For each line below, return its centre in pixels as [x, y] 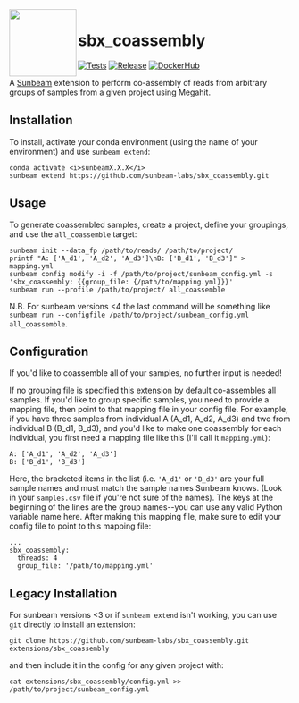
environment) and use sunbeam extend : [80, 151]
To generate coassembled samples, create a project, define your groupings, [149, 224]
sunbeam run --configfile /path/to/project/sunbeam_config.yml [129, 315]
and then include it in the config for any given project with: [116, 665]
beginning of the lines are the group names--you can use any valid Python [146, 507]
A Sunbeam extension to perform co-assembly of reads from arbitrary [138, 82]
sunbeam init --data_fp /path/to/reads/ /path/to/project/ [121, 250]
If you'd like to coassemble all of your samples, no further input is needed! [146, 373]
